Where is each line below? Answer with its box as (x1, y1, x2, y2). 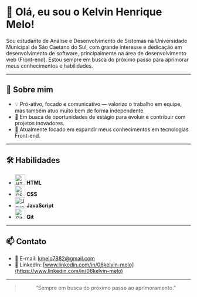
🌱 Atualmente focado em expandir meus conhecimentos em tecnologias (14, 126, 189, 133)
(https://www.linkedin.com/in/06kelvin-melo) (14, 268, 123, 275)
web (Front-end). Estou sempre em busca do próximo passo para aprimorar (6, 56, 189, 63)
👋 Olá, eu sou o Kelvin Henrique (6, 5, 162, 19)
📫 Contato (6, 236, 47, 246)
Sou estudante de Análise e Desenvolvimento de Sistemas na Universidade (6, 37, 188, 44)
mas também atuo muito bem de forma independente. (14, 107, 145, 114)
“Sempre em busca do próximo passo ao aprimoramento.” (35, 285, 176, 292)
